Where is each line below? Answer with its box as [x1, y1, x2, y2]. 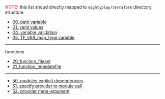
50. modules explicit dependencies [12, 78, 83, 83]
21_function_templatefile [12, 64, 61, 69]
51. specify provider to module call [12, 83, 82, 89]
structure [5, 9, 24, 15]
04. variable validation [12, 30, 57, 35]
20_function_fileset [12, 59, 51, 64]
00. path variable [12, 19, 47, 25]
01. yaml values [12, 24, 44, 30]
